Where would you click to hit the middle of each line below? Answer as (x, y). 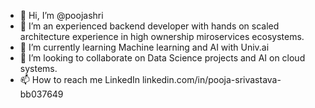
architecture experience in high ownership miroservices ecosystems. (162, 36)
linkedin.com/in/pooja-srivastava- (211, 79)
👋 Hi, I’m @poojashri (61, 15)
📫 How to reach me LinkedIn (80, 79)
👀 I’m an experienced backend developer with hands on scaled (149, 26)
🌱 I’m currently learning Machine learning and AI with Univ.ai (144, 47)
